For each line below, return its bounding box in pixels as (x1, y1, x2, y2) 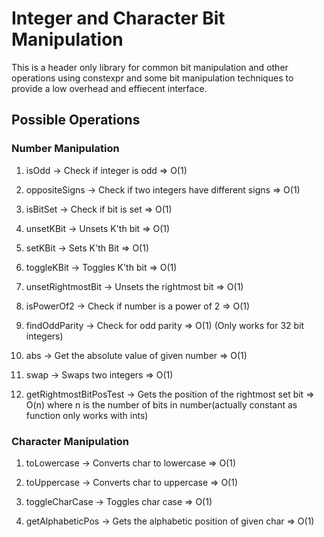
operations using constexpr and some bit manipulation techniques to (11, 72, 294, 84)
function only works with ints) (25, 409, 149, 421)
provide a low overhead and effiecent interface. (11, 82, 208, 94)
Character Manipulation (11, 434, 129, 448)
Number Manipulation (11, 142, 120, 156)
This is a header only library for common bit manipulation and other (11, 61, 289, 73)
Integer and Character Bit (11, 7, 226, 30)
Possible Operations (11, 112, 141, 129)
